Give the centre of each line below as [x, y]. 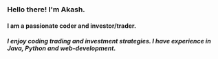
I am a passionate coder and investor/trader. [72, 26]
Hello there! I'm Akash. [46, 9]
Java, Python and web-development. [62, 48]
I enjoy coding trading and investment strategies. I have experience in [109, 41]
